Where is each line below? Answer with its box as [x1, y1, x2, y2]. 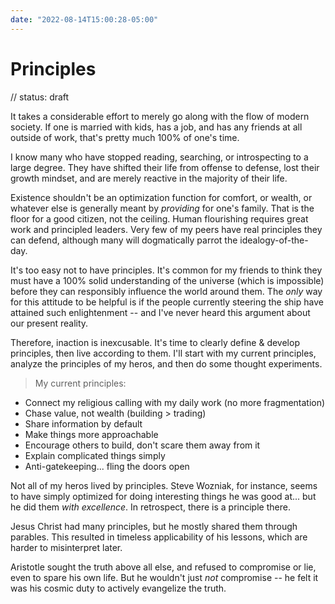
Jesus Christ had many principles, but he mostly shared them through [10, 520, 298, 532]
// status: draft [10, 91, 70, 103]
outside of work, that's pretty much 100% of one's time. [10, 131, 240, 143]
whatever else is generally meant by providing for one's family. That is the [10, 202, 315, 214]
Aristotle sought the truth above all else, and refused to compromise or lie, [10, 561, 317, 573]
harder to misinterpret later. [10, 541, 123, 553]
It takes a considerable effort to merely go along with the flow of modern [10, 110, 310, 122]
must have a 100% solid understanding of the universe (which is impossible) [10, 274, 325, 286]
